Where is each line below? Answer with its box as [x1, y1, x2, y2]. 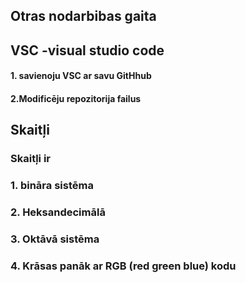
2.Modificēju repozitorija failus [10, 92, 142, 104]
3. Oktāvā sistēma [10, 232, 100, 246]
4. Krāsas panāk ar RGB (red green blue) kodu [10, 259, 237, 273]
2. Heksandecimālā [10, 205, 106, 219]
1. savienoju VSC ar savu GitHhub [10, 70, 152, 82]
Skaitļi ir [10, 152, 51, 166]
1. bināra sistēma [10, 179, 94, 193]
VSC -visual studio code [10, 42, 165, 59]
